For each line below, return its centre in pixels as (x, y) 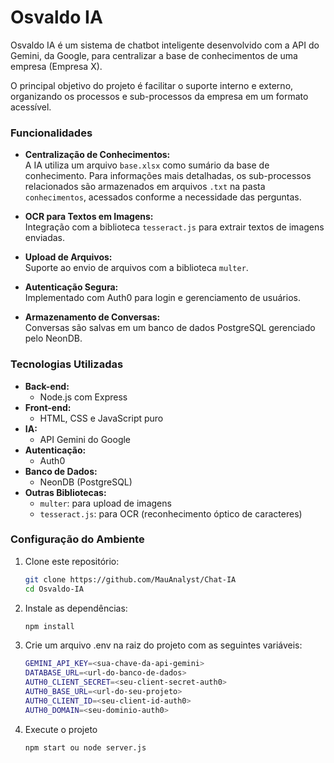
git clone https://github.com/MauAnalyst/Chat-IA (130, 579)
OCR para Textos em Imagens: (89, 217)
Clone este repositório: (72, 561)
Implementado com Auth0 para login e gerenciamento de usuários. (162, 298)
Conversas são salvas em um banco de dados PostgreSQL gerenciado (170, 328)
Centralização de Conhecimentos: (97, 155)
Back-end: (47, 386)
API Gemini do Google (85, 439)
